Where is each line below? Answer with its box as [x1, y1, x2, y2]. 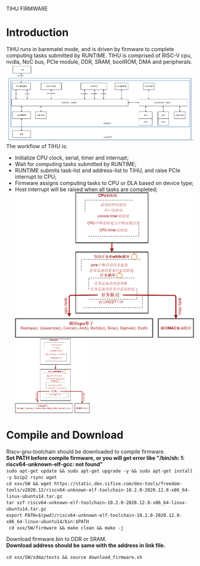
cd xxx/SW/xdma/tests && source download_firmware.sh [6, 555, 143, 561]
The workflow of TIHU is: [6, 142, 68, 149]
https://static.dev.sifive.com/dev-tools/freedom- [54, 481, 183, 487]
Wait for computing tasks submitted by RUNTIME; [14, 160, 137, 167]
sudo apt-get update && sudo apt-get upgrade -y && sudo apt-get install [6, 468, 193, 474]
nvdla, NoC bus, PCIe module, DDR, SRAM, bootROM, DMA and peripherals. [6, 58, 193, 65]
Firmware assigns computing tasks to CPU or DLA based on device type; [14, 179, 194, 186]
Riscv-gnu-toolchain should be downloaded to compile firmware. [6, 448, 165, 455]
